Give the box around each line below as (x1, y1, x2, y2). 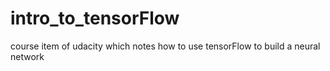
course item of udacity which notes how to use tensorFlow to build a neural (10, 40, 321, 52)
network (10, 50, 45, 62)
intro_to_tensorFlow (10, 7, 180, 30)
